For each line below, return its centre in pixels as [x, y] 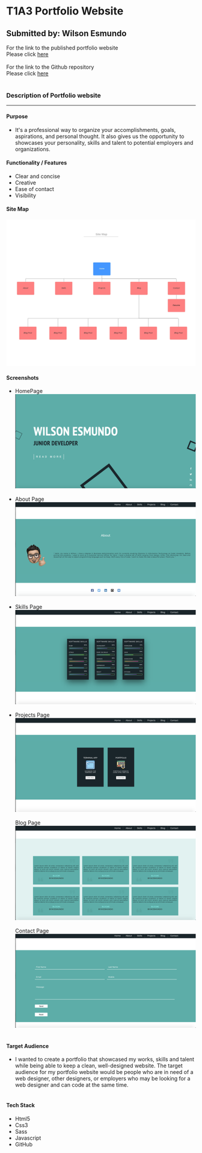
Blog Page [28, 823]
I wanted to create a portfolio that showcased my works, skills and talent [104, 1060]
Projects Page [32, 715]
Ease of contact [34, 189]
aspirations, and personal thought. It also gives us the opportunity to [99, 136]
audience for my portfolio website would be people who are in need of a [104, 1072]
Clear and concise [38, 176]
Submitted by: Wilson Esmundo [66, 33]
